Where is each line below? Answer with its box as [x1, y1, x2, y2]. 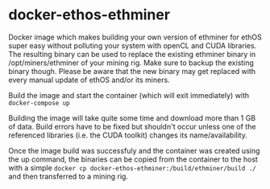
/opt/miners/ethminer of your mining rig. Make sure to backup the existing [8, 58, 254, 68]
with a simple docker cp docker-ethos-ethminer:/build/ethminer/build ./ [8, 162, 256, 172]
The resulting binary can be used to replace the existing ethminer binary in [8, 49, 256, 59]
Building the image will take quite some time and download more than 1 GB [8, 113, 256, 122]
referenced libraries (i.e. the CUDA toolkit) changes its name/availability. [8, 130, 247, 140]
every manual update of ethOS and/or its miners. [8, 75, 171, 84]
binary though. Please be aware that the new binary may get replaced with [8, 66, 256, 76]
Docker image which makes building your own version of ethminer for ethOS [8, 32, 262, 42]
